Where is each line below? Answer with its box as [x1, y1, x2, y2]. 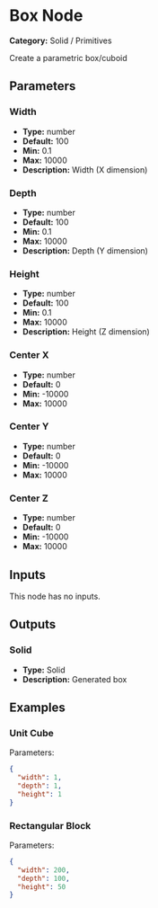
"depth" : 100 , [17, 874, 70, 883]
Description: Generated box [22, 673, 127, 684]
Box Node [9, 5, 83, 26]
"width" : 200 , [17, 865, 70, 875]
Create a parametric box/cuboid [9, 52, 127, 63]
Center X [9, 349, 49, 361]
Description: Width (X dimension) [22, 164, 148, 175]
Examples [9, 700, 66, 715]
